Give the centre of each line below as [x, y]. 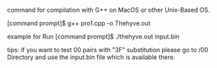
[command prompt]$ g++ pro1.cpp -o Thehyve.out [79, 23]
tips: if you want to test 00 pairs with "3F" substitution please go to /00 [108, 50]
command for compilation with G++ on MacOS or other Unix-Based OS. [108, 10]
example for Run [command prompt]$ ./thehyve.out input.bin [93, 36]
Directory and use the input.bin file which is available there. [91, 57]
